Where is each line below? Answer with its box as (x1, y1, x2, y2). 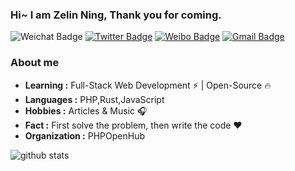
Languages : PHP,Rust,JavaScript (24, 93, 165, 105)
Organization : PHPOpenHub (24, 129, 145, 142)
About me (10, 56, 60, 70)
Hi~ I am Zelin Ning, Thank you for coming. (10, 8, 222, 22)
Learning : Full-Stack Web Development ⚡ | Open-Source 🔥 (24, 79, 272, 91)
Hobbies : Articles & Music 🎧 (24, 104, 148, 117)
